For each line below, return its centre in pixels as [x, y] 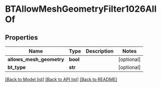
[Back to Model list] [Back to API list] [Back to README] [61, 79]
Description [100, 51]
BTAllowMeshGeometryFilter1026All [81, 9]
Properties [22, 37]
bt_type [17, 67]
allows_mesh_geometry [36, 59]
